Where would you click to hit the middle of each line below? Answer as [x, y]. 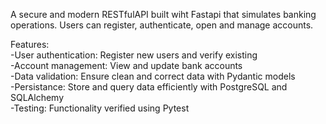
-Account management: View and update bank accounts [126, 65]
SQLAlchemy [37, 97]
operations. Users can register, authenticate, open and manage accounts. [162, 25]
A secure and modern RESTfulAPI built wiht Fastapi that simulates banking [163, 14]
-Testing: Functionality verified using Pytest [100, 108]
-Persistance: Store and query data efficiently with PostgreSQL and [149, 87]
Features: [30, 44]
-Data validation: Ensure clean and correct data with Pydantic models [153, 76]
